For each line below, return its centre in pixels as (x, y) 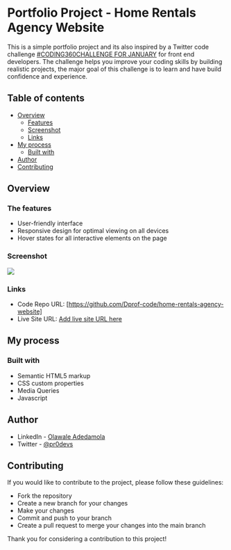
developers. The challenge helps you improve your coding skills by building (115, 61)
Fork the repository (45, 496)
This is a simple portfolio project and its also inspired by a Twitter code (108, 47)
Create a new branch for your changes (72, 503)
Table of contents (46, 98)
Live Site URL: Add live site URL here (70, 319)
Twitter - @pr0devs (45, 444)
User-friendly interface (50, 223)
